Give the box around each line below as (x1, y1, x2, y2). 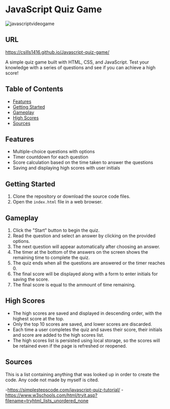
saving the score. (12, 276, 50, 282)
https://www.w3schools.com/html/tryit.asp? (5, 392, 98, 398)
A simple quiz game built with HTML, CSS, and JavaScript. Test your (5, 59, 149, 65)
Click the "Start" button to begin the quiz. (12, 227, 100, 233)
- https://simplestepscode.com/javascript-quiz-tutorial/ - (5, 386, 124, 393)
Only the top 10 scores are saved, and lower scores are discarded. (12, 321, 152, 327)
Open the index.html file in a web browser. (12, 199, 103, 205)
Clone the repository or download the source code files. (12, 193, 131, 199)
